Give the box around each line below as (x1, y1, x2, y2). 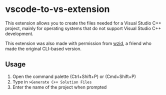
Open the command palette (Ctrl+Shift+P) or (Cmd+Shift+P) (12, 73, 136, 79)
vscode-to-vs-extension (5, 3, 110, 15)
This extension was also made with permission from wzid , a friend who (5, 40, 151, 46)
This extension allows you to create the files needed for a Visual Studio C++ (5, 20, 161, 26)
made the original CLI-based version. (5, 45, 81, 51)
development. (5, 30, 33, 36)
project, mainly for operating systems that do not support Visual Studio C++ (5, 25, 161, 31)
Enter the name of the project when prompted (12, 84, 107, 90)
